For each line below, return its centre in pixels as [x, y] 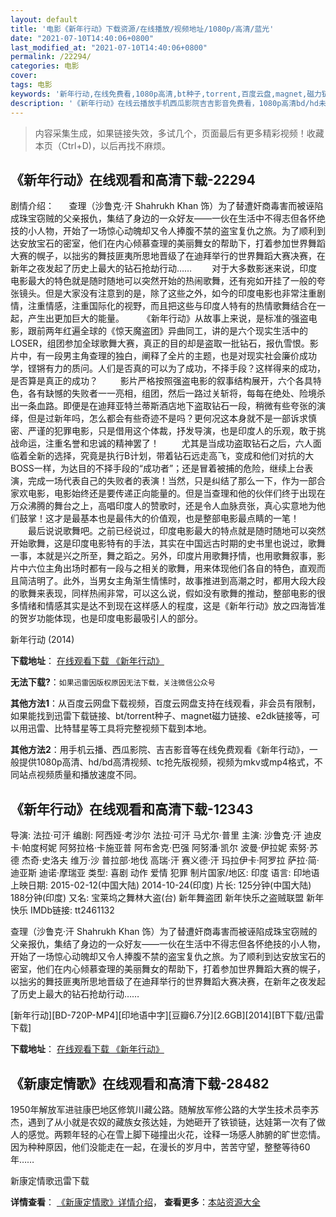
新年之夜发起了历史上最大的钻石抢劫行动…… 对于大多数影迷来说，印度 [164, 268]
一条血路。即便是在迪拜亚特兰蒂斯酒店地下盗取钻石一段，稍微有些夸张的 [167, 406]
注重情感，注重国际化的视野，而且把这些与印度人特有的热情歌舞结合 [167, 306]
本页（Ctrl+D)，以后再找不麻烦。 [102, 145]
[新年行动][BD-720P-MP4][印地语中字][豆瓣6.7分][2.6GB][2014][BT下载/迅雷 [167, 1015]
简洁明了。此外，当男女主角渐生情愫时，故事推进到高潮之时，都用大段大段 [172, 581]
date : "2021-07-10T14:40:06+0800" [82, 38]
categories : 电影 [45, 66]
